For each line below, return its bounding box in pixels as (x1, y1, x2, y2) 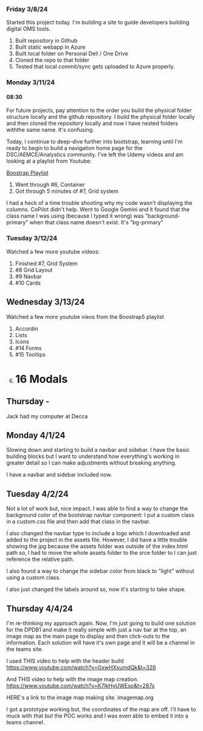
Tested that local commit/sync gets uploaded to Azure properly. (15, 63, 175, 70)
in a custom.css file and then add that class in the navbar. (6, 518, 151, 526)
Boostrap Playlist (6, 169, 49, 177)
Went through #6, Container (15, 181, 85, 188)
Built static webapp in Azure (15, 43, 86, 51)
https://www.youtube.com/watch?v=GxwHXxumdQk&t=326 (6, 663, 156, 671)
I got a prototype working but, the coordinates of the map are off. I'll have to (6, 705, 196, 713)
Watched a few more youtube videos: (6, 248, 100, 255)
